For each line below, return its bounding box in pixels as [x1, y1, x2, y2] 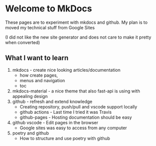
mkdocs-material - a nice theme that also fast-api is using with [12, 88, 140, 94]
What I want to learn [5, 54, 69, 62]
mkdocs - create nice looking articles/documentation [12, 67, 121, 73]
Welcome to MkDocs [5, 3, 93, 14]
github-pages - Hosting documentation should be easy [19, 114, 132, 120]
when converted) [5, 39, 41, 45]
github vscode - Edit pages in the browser [12, 119, 99, 125]
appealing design [12, 93, 48, 99]
